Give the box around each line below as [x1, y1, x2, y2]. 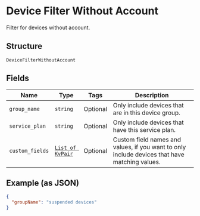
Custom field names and [112, 135, 182, 144]
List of [54, 144, 76, 151]
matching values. [112, 158, 161, 166]
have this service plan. [112, 125, 176, 134]
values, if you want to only [112, 143, 186, 151]
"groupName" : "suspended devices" [11, 199, 97, 205]
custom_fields [9, 147, 49, 154]
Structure [6, 41, 43, 51]
